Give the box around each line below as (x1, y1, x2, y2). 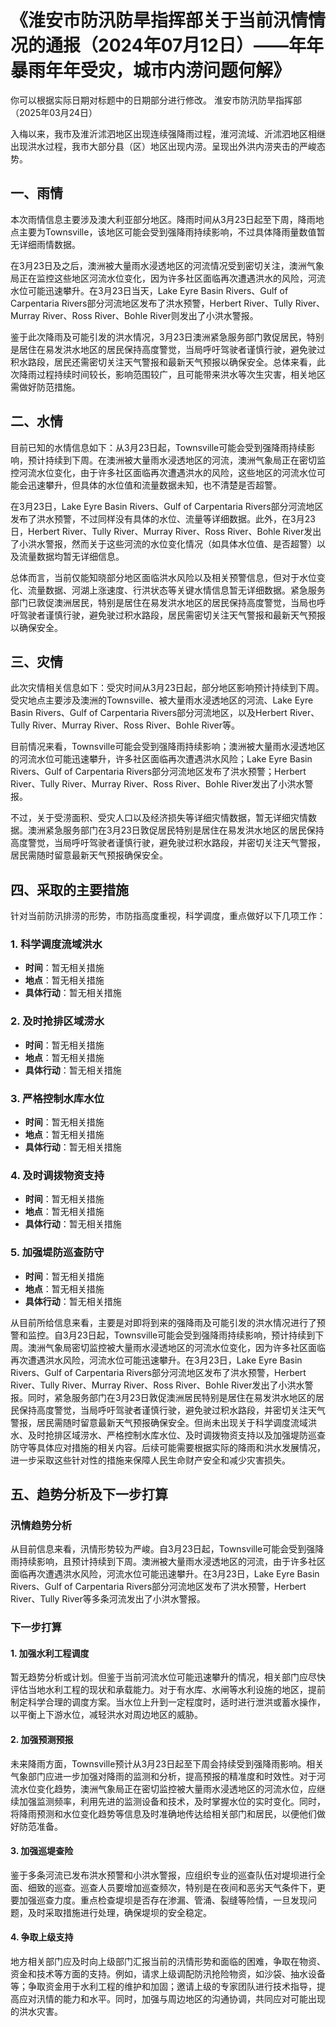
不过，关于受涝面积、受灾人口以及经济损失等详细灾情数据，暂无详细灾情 (10, 812, 308, 824)
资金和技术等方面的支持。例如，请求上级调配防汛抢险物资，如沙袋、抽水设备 (10, 1968, 326, 1980)
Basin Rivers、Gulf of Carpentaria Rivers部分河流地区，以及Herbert (10, 707, 288, 719)
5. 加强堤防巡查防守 (10, 1246, 105, 1260)
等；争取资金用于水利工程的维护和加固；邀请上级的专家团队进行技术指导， (10, 1981, 317, 1993)
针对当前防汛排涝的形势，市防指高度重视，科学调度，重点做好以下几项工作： (10, 910, 326, 922)
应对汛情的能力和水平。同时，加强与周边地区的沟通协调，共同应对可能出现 (18, 1993, 326, 2005)
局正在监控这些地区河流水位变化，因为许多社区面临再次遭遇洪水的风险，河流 (10, 272, 326, 284)
